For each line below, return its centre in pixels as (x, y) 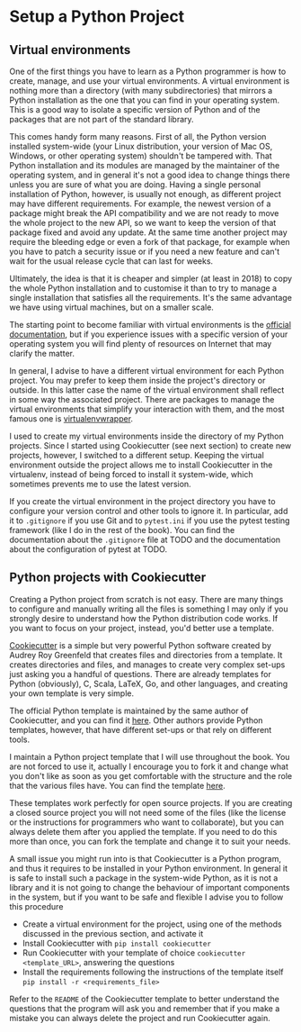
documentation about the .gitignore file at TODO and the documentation (145, 539)
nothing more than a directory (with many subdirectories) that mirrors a (141, 91)
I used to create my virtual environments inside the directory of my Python (147, 436)
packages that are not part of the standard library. (102, 119)
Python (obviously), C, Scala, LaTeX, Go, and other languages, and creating (149, 683)
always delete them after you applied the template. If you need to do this (143, 831)
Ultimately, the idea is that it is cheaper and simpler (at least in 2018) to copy (151, 278)
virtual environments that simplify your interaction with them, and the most (147, 409)
